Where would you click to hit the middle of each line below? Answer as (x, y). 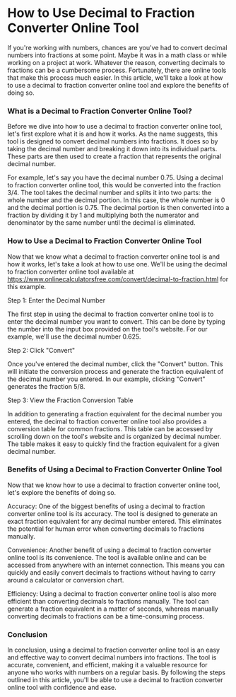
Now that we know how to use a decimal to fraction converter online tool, (114, 485)
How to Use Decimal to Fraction (101, 13)
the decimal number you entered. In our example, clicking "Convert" (107, 379)
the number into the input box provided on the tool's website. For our (107, 329)
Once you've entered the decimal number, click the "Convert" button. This (115, 364)
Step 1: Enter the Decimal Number (57, 300)
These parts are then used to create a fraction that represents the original (114, 156)
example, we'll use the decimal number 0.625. (74, 336)
